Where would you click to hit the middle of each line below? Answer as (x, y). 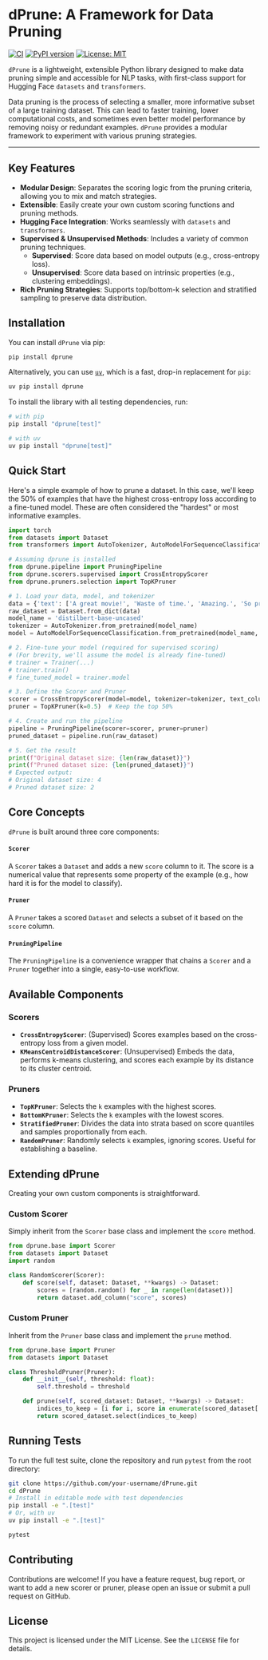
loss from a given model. (88, 1042)
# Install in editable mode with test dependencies (96, 1498)
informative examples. (45, 515)
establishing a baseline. (59, 1149)
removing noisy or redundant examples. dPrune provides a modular (118, 127)
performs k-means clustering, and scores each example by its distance (136, 1059)
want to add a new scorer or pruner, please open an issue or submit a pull (129, 1587)
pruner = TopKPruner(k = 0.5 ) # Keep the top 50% (91, 707)
